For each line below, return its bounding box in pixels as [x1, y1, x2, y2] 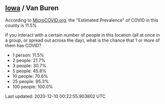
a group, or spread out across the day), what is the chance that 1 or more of [5, 37, 160, 43]
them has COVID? [5, 42, 41, 49]
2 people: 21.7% [12, 57, 46, 63]
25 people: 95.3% [12, 78, 49, 84]
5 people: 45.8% [12, 68, 47, 74]
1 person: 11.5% [12, 52, 44, 58]
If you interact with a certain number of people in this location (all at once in [5, 32, 160, 38]
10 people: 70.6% [12, 73, 48, 79]
